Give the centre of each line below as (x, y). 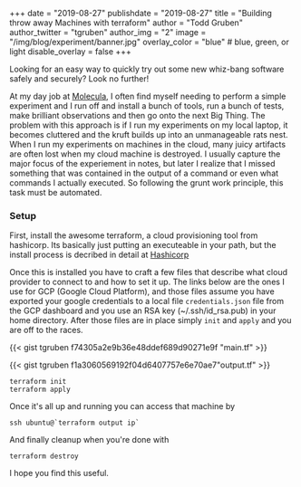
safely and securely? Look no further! (79, 79)
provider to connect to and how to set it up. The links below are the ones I (147, 282)
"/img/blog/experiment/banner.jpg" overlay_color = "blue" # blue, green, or (150, 42)
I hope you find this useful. (59, 473)
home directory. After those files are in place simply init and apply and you (150, 320)
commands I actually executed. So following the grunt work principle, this (146, 183)
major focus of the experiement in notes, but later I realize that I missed (142, 163)
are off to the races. (46, 330)
